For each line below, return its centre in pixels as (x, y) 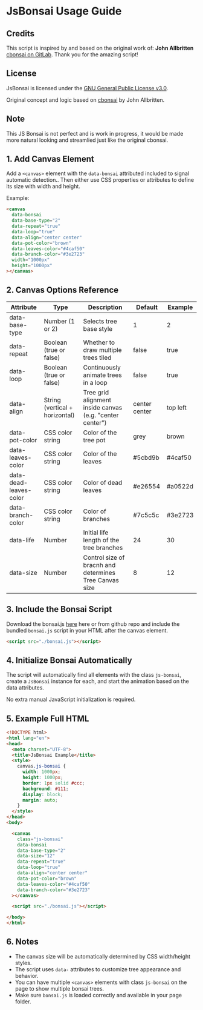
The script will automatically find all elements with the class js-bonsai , (94, 675)
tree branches (103, 548)
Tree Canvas (101, 580)
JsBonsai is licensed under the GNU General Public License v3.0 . (87, 88)
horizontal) (59, 415)
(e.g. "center (101, 415)
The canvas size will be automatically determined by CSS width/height (103, 956)
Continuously (102, 367)
